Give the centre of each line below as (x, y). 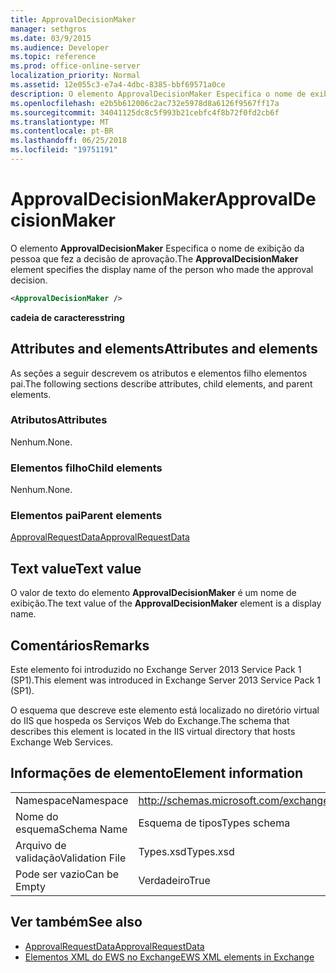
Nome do (37, 816)
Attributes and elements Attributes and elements (164, 349)
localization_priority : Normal (75, 76)
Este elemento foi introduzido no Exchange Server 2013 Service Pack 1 (156, 670)
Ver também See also (76, 922)
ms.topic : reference (53, 57)
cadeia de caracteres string (67, 317)
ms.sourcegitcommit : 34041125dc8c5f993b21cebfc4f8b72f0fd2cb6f (145, 112)
